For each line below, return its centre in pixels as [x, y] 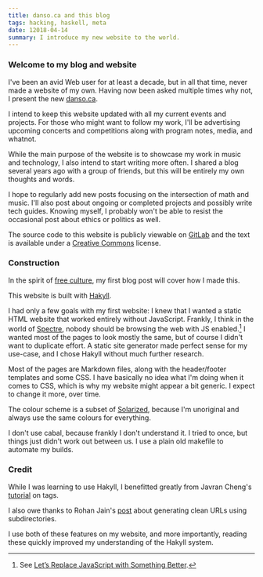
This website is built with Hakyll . [60, 295]
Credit [20, 469]
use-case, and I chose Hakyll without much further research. [106, 353]
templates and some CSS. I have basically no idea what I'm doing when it [126, 377]
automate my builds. [41, 449]
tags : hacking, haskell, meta [58, 23]
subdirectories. [32, 518]
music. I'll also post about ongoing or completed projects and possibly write [130, 203]
